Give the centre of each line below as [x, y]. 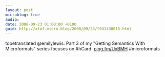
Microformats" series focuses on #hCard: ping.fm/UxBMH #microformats [83, 49]
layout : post [19, 10]
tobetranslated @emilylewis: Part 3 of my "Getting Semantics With [75, 43]
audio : [12, 19]
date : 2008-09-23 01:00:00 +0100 [41, 24]
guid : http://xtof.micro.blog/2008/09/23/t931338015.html [68, 29]
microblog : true [23, 15]
